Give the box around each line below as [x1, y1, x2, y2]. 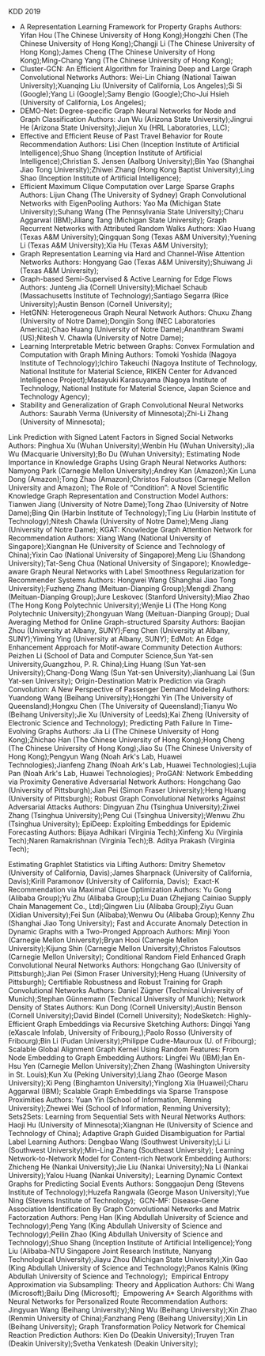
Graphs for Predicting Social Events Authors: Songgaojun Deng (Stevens [8, 1179, 244, 1188]
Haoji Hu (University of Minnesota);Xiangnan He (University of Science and [8, 1120, 253, 1130]
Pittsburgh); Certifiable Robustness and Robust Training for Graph [8, 977, 223, 987]
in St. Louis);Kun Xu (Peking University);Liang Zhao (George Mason [8, 1070, 228, 1079]
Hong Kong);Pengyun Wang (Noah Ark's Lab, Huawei [8, 752, 183, 761]
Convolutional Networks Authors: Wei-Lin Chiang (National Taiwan [19, 73, 237, 81]
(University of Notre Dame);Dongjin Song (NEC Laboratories [19, 316, 216, 325]
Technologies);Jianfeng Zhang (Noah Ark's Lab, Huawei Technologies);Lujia [8, 760, 257, 770]
